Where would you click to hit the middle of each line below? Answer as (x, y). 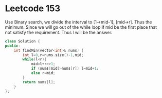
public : (13, 46)
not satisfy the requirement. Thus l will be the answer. (59, 32)
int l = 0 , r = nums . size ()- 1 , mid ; (53, 55)
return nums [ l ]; (39, 82)
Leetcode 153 (33, 9)
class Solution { (23, 41)
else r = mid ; (43, 73)
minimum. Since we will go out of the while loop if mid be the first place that (81, 27)
